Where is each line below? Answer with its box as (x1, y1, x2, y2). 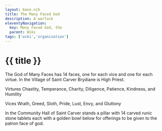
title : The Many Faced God (5, 12, 60, 17)
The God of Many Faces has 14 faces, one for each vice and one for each (5, 71, 153, 77)
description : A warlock (5, 16, 54, 21)
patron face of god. (5, 120, 44, 126)
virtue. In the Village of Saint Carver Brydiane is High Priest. (5, 76, 125, 82)
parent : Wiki (9, 30, 36, 35)
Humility (5, 91, 22, 97)
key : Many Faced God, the (9, 25, 62, 30)
